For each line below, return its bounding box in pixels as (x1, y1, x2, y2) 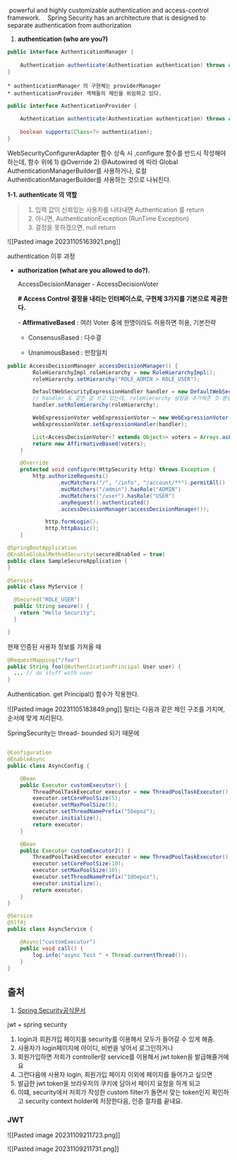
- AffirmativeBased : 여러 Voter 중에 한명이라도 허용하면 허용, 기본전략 (17, 318, 217, 326)
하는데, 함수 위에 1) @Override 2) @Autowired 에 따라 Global (7, 157, 178, 166)
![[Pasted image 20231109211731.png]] (7, 1144, 119, 1153)
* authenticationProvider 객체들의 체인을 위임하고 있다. (7, 90, 162, 97)
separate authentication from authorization (7, 21, 132, 29)
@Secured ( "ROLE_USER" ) (13, 596, 80, 604)
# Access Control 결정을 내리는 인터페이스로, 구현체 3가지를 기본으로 (17, 294, 209, 303)
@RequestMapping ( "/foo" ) (7, 656, 80, 664)
